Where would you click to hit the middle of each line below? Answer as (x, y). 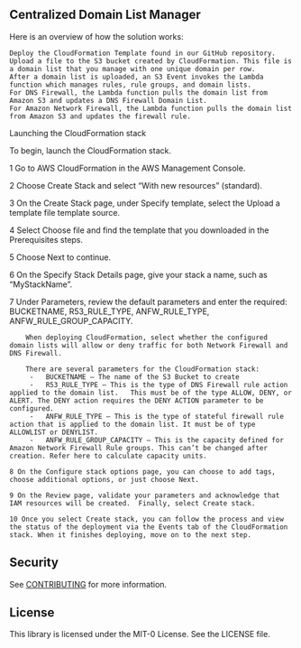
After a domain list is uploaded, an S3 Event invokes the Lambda (137, 77)
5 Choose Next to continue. (60, 257)
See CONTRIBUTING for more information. (88, 584)
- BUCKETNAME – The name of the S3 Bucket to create (135, 377)
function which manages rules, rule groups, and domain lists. (131, 85)
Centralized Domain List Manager (105, 15)
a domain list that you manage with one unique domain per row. (132, 69)
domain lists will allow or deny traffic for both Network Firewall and (149, 345)
